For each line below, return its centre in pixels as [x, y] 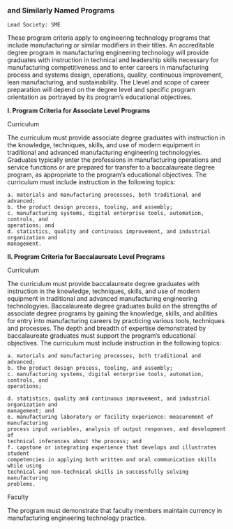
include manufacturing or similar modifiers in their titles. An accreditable [111, 45]
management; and [31, 411]
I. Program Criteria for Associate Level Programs [79, 111]
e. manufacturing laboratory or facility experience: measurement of [111, 417]
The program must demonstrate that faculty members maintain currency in [115, 511]
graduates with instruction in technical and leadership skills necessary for [113, 60]
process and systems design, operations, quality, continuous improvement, [115, 75]
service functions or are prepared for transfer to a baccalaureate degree [111, 167]
